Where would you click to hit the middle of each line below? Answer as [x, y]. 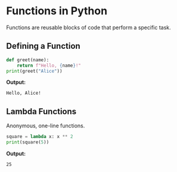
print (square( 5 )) [28, 142]
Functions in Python [57, 11]
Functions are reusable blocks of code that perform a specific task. [88, 27]
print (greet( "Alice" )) [34, 71]
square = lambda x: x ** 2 [40, 137]
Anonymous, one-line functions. [46, 126]
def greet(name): [28, 60]
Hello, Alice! [24, 93]
